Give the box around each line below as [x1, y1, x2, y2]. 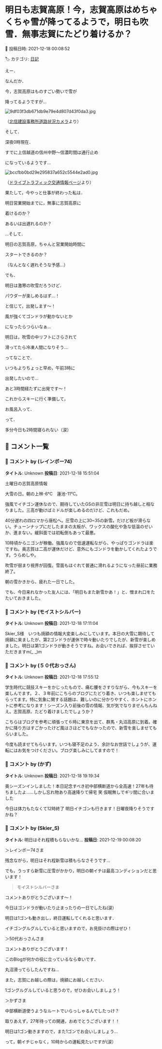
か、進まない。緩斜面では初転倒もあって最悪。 [5, 529, 98, 535]
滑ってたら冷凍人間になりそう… [5, 344, 68, 350]
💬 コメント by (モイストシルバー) [5, 608, 81, 615]
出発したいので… [5, 375, 39, 381]
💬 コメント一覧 [5, 443, 49, 451]
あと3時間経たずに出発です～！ [5, 385, 67, 391]
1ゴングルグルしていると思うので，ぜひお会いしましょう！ [5, 987, 121, 993]
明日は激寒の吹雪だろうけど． [5, 282, 64, 288]
